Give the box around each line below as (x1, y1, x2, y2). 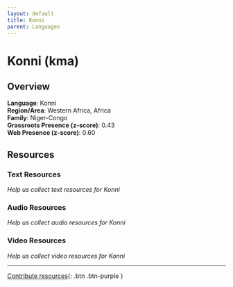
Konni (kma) (7, 53, 79, 69)
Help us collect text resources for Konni (7, 186, 120, 194)
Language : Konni (7, 99, 57, 108)
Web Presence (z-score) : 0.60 (7, 129, 96, 137)
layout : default (7, 10, 54, 17)
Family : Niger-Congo (7, 114, 68, 122)
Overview (7, 81, 51, 92)
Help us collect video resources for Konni (7, 252, 126, 260)
